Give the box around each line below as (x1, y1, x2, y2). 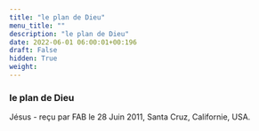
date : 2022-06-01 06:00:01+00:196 (9, 37, 138, 47)
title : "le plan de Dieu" (9, 12, 105, 22)
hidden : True (9, 54, 58, 63)
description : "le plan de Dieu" (9, 29, 129, 38)
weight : (9, 63, 38, 72)
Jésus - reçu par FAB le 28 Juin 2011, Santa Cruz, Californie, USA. (9, 112, 251, 122)
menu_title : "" (9, 21, 66, 30)
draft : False (9, 46, 58, 55)
